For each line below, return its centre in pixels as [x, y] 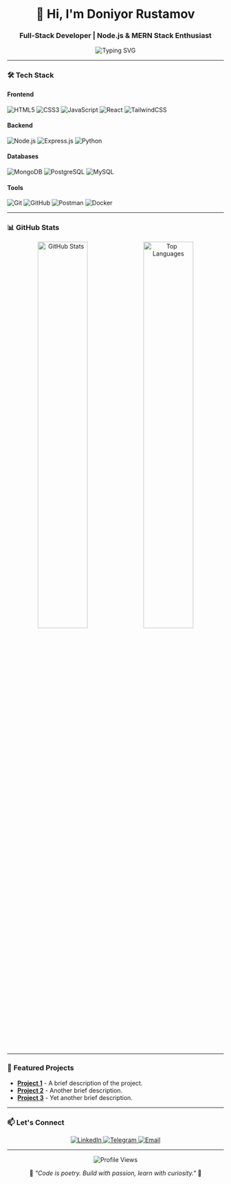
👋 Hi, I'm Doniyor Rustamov [115, 14]
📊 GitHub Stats [33, 228]
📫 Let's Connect [36, 1122]
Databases [23, 156]
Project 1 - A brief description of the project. [80, 1083]
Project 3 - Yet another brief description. [75, 1097]
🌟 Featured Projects [41, 1068]
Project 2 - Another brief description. [70, 1090]
